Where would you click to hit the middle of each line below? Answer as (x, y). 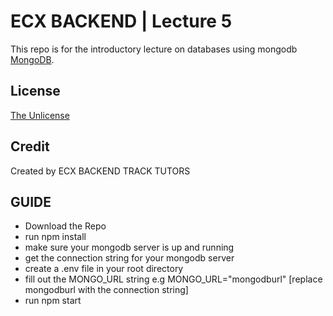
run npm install (55, 237)
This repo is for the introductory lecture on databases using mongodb (154, 49)
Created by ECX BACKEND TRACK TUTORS (100, 171)
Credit (30, 146)
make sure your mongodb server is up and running (129, 247)
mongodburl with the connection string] (106, 290)
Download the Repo (65, 226)
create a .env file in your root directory (104, 269)
